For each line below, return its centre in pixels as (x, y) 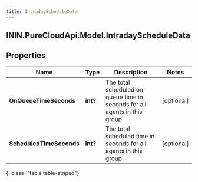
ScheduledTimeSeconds (44, 144)
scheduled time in (130, 136)
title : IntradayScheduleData (42, 12)
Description (131, 72)
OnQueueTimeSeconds (42, 100)
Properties (26, 56)
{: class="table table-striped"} (43, 173)
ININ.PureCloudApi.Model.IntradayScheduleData (98, 36)
